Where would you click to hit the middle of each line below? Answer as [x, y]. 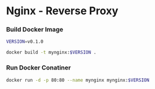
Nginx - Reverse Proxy [62, 11]
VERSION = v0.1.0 [25, 42]
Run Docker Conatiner [38, 68]
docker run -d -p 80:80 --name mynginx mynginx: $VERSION [78, 80]
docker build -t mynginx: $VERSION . [51, 53]
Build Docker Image [35, 30]
